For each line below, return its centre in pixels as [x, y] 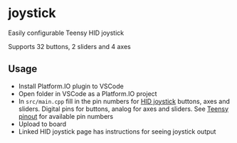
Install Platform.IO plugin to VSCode [71, 86]
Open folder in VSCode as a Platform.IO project [88, 93]
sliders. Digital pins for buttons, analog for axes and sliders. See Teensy [123, 109]
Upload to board [42, 124]
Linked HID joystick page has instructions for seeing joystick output [117, 131]
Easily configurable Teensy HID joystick [66, 33]
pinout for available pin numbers [66, 116]
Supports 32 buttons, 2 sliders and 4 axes [69, 46]
